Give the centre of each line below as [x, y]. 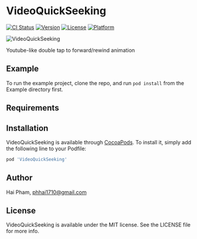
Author [19, 178]
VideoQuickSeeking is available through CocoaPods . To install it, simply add [99, 142]
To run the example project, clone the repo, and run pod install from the [95, 83]
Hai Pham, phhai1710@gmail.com [46, 192]
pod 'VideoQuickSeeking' [37, 159]
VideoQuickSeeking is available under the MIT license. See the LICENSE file [98, 225]
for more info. [23, 231]
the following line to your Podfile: [46, 148]
